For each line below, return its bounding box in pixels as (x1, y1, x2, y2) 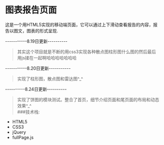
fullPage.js (12, 134, 34, 140)
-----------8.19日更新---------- (5, 38, 68, 44)
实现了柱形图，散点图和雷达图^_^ (17, 76, 83, 82)
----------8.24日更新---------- (5, 86, 67, 92)
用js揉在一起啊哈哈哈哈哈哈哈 (17, 55, 77, 60)
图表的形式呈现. (26, 28, 58, 33)
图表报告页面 (5, 4, 57, 16)
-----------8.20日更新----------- (5, 65, 71, 71)
